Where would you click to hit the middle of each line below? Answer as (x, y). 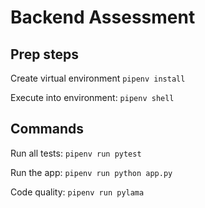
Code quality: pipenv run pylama (77, 192)
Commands (47, 129)
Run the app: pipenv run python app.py (91, 172)
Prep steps (45, 54)
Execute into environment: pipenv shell (92, 97)
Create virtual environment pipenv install (98, 78)
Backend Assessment (103, 17)
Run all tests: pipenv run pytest (76, 153)
